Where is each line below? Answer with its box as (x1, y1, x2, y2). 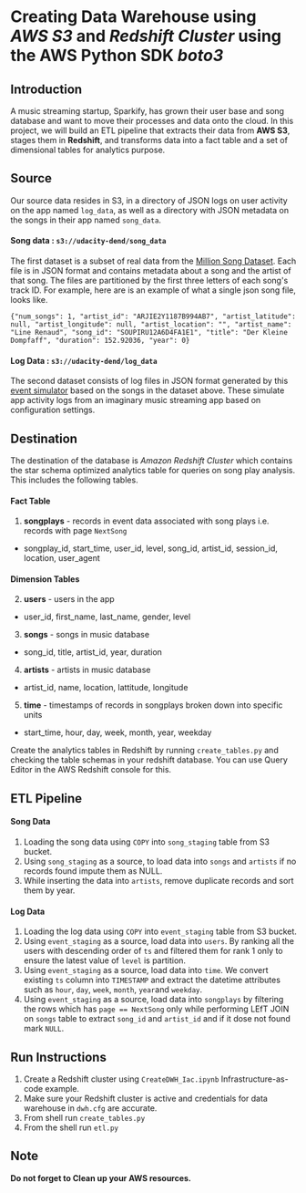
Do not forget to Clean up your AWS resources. (10, 1172, 192, 1183)
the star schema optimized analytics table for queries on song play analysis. (10, 465, 295, 476)
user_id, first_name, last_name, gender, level (23, 611, 191, 622)
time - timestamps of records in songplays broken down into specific (23, 700, 283, 711)
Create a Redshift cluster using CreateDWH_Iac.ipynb (23, 1074, 219, 1084)
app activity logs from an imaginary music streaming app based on (10, 395, 261, 406)
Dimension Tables (10, 573, 80, 585)
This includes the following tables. (10, 474, 139, 485)
